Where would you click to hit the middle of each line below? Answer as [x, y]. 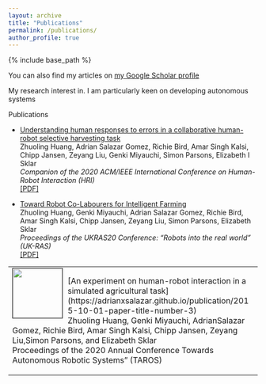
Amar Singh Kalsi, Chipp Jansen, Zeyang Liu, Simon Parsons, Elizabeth [135, 221]
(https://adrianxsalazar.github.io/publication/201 [158, 301]
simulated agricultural [108, 291]
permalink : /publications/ [53, 30]
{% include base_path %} [50, 60]
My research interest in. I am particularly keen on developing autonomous [128, 91]
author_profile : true [44, 38]
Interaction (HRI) [68, 181]
